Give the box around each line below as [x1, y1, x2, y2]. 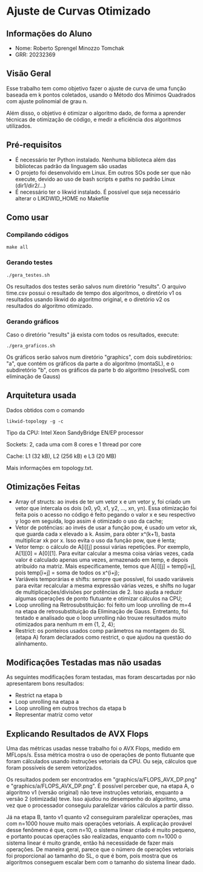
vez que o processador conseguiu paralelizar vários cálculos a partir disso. [6, 802, 194, 809]
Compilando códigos [6, 230, 69, 239]
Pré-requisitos [6, 140, 62, 150]
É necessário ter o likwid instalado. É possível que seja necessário [15, 188, 181, 196]
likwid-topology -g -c [6, 418, 64, 424]
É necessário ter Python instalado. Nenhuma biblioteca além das [15, 156, 176, 163]
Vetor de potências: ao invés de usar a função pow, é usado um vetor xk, [15, 523, 198, 531]
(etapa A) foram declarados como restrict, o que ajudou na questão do [15, 633, 192, 641]
